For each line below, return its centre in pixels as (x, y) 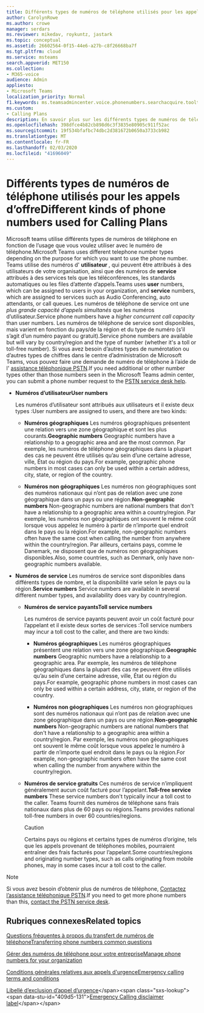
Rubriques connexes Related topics (74, 921)
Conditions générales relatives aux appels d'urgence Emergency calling (95, 972)
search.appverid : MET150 (38, 63)
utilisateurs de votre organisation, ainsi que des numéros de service (92, 271)
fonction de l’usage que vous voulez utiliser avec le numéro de (84, 245)
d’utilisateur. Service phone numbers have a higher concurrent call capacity (100, 316)
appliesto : (20, 86)
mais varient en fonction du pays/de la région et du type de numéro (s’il (96, 330)
